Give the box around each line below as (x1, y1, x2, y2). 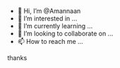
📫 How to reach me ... (17, 38, 83, 45)
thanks (7, 54, 28, 62)
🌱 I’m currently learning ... (17, 22, 93, 30)
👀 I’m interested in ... (17, 14, 78, 23)
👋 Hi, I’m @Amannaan (17, 7, 81, 15)
